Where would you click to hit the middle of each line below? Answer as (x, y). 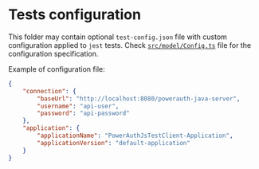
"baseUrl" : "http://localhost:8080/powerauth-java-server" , (139, 98)
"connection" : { (50, 91)
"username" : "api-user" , (78, 106)
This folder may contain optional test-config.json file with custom (118, 37)
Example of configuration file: (57, 69)
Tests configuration (75, 15)
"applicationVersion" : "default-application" (114, 143)
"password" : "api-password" (83, 113)
